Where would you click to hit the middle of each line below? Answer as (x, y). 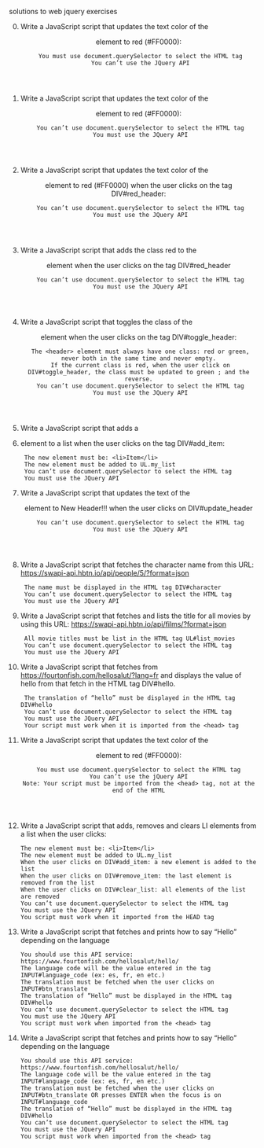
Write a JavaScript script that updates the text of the (105, 493)
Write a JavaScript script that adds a (79, 428)
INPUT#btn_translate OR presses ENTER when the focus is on (121, 1095)
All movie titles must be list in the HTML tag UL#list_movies (130, 638)
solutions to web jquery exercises (63, 11)
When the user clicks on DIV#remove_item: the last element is (126, 876)
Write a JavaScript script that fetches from (89, 667)
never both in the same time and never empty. (139, 359)
